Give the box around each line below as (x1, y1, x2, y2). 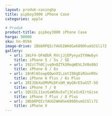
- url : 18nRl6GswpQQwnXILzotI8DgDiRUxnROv (9, 71, 98, 77)
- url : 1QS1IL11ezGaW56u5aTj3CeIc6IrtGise (9, 89, 98, 94)
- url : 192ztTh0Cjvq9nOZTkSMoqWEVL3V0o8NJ (9, 62, 98, 67)
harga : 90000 (5, 35, 32, 39)
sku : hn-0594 (5, 39, 32, 44)
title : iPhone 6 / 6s (14, 67, 58, 72)
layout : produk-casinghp (5, 7, 56, 12)
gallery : (5, 48, 23, 53)
